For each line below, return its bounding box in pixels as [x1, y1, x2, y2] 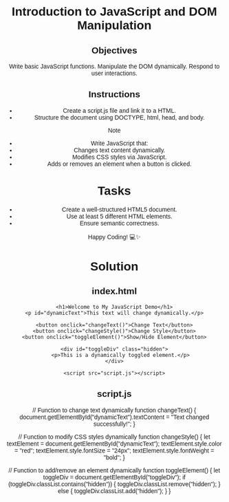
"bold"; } [103, 453, 125, 461]
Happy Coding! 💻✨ [87, 233, 141, 241]
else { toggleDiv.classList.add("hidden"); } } [57, 487, 171, 494]
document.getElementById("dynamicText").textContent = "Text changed [19, 413, 210, 421]
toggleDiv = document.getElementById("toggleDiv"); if [43, 473, 186, 481]
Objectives [91, 45, 138, 56]
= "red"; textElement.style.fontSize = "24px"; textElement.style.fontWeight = [14, 446, 215, 455]
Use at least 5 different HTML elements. [66, 212, 173, 220]
